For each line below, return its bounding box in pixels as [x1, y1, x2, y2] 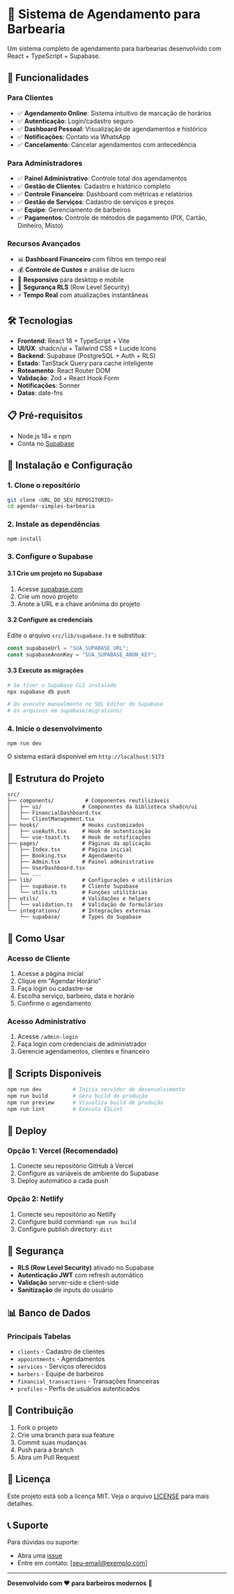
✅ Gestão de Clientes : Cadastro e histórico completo [17, 182, 171, 190]
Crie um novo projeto [17, 592, 79, 601]
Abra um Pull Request [17, 1453, 80, 1461]
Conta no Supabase [17, 439, 75, 447]
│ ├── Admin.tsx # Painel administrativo [7, 859, 155, 866]
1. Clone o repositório [7, 480, 81, 490]
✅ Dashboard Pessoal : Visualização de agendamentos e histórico [17, 124, 208, 133]
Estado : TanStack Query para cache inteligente [17, 359, 154, 368]
